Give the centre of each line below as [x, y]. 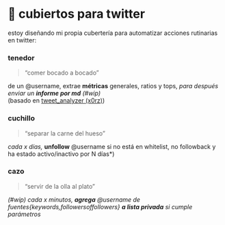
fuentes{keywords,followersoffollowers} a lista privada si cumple [100, 207]
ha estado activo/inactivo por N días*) [61, 154]
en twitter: [22, 40]
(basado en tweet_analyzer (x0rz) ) [56, 101]
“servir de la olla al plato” [59, 186]
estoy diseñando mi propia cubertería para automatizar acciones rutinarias [113, 33]
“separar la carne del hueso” [65, 133]
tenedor [21, 57]
